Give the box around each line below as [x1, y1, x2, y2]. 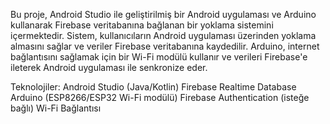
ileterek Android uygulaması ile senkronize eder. [10, 62, 208, 73]
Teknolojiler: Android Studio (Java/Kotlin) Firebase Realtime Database [10, 81, 297, 93]
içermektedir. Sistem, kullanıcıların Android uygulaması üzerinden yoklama [10, 30, 317, 41]
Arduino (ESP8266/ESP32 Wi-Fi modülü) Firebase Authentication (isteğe [10, 92, 310, 103]
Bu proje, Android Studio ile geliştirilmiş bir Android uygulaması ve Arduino [10, 9, 317, 20]
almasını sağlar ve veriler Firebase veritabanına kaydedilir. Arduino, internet [10, 40, 320, 52]
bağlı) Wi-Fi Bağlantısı [10, 102, 102, 114]
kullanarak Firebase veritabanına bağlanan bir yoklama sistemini [10, 19, 274, 31]
